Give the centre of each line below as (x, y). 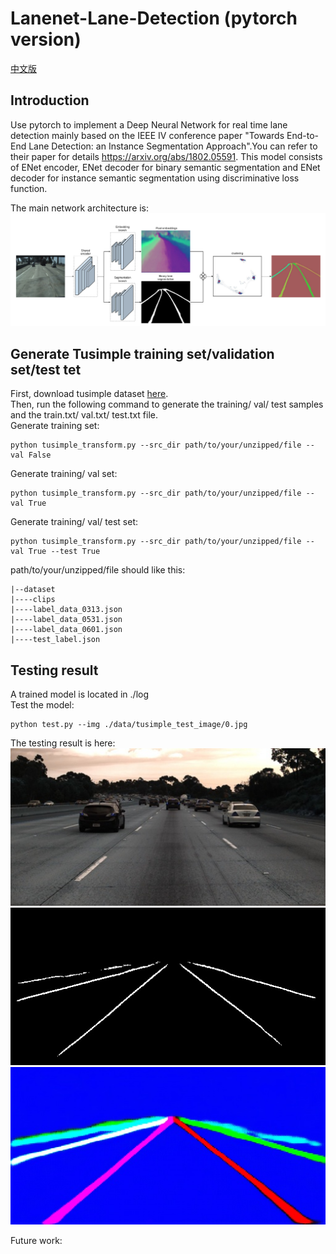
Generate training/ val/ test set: (74, 522)
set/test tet (46, 369)
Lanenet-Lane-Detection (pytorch (154, 18)
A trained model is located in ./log (80, 694)
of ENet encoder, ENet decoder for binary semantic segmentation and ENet (165, 167)
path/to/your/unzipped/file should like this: (98, 570)
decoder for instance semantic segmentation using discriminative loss (155, 178)
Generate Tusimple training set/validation (142, 353)
